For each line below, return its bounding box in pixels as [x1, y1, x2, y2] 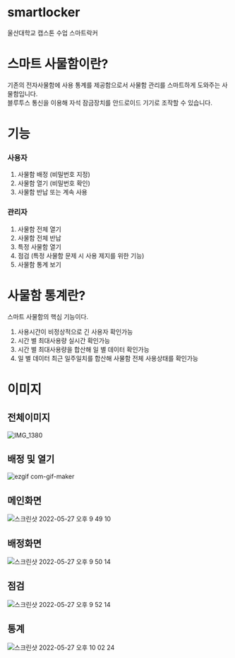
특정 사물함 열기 [17, 242, 61, 251]
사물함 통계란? [7, 287, 86, 304]
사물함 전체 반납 [17, 233, 61, 242]
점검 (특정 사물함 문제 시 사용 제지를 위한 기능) [17, 251, 145, 260]
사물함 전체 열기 [17, 224, 61, 233]
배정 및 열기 [7, 453, 55, 465]
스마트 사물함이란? [7, 56, 109, 72]
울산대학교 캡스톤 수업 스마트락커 [7, 28, 99, 37]
